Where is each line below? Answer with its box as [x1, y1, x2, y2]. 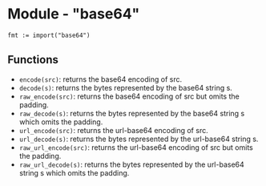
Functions [7, 53, 59, 67]
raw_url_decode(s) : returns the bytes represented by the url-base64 [18, 160, 245, 169]
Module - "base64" [7, 5, 140, 23]
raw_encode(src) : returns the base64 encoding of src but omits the [18, 91, 240, 101]
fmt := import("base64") [7, 31, 91, 39]
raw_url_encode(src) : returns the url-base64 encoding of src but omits [18, 142, 253, 152]
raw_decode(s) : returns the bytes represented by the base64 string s [18, 108, 245, 118]
